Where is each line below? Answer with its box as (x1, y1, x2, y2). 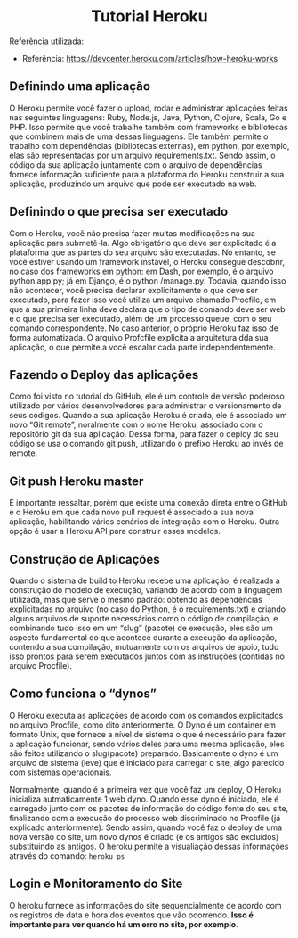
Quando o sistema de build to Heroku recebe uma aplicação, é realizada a (9, 575, 280, 586)
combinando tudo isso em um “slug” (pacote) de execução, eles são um (9, 622, 274, 633)
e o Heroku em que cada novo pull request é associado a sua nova (9, 506, 254, 518)
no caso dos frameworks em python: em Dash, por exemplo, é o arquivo (9, 266, 274, 276)
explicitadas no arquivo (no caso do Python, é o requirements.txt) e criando (9, 604, 286, 614)
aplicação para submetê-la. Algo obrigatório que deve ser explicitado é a (9, 237, 277, 248)
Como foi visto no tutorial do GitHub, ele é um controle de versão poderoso (9, 391, 285, 402)
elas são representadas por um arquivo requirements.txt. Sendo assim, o (9, 150, 276, 160)
